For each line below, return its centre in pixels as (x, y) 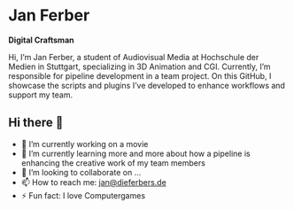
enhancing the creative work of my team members (113, 163)
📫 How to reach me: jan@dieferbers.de (94, 182)
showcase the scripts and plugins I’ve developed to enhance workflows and (147, 85)
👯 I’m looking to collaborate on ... (81, 172)
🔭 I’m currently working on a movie (85, 144)
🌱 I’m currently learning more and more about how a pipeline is (135, 153)
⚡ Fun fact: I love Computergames (83, 195)
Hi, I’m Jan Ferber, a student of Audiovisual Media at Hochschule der (134, 57)
